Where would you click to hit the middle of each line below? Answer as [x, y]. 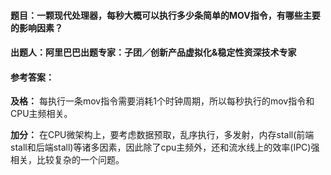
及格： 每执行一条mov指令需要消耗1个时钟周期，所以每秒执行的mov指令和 [162, 101]
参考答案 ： [32, 77]
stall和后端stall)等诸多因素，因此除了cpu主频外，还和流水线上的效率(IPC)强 [165, 147]
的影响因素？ [36, 27]
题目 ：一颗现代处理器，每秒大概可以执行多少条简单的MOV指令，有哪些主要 [165, 15]
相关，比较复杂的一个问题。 [67, 160]
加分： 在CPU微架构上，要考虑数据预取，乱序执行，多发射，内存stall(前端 [162, 135]
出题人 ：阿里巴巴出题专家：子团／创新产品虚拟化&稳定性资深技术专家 [153, 52]
